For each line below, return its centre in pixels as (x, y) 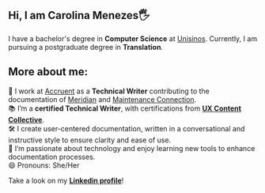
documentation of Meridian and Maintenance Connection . (102, 99)
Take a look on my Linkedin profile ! (66, 180)
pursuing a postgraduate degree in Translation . (86, 47)
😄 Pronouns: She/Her (44, 165)
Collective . (26, 119)
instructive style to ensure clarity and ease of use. (90, 140)
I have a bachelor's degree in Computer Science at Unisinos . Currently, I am (133, 38)
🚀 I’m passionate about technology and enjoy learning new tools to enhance (132, 148)
